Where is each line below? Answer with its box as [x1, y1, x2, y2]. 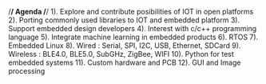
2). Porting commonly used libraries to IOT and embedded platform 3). [8, 15, 240, 25]
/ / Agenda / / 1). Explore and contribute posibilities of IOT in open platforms [8, 7, 254, 16]
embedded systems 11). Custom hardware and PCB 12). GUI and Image [8, 58, 241, 67]
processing [8, 66, 46, 75]
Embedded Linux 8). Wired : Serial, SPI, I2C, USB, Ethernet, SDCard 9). [8, 41, 241, 50]
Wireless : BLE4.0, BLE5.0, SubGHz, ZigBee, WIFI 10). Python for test [8, 50, 234, 58]
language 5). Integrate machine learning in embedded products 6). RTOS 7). [8, 32, 259, 42]
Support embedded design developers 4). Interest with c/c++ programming [8, 24, 257, 33]
